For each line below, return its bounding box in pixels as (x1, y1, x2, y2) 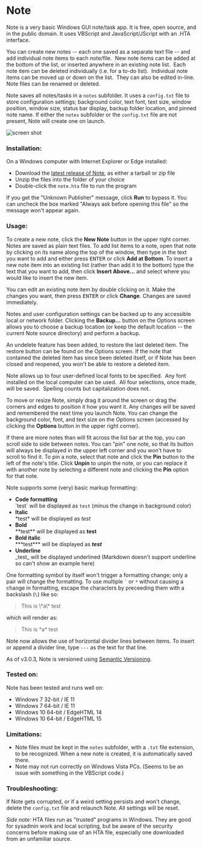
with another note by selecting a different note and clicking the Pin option (6, 465, 189, 473)
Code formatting (14, 496, 58, 503)
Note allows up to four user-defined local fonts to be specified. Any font (6, 372, 186, 379)
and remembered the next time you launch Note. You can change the (6, 409, 178, 417)
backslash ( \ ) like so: (6, 590, 58, 597)
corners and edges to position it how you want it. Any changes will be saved (6, 403, 196, 410)
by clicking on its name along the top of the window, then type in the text (6, 248, 187, 256)
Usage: (6, 222, 28, 230)
